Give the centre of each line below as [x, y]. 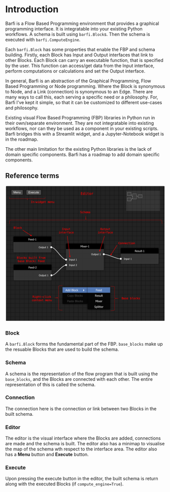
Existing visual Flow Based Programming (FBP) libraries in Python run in [80, 117]
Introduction [32, 9]
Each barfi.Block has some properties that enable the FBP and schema [80, 49]
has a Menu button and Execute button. [47, 454]
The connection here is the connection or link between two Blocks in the [81, 408]
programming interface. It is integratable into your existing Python [74, 28]
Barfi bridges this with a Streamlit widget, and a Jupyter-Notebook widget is [84, 134]
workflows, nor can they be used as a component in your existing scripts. [82, 128]
